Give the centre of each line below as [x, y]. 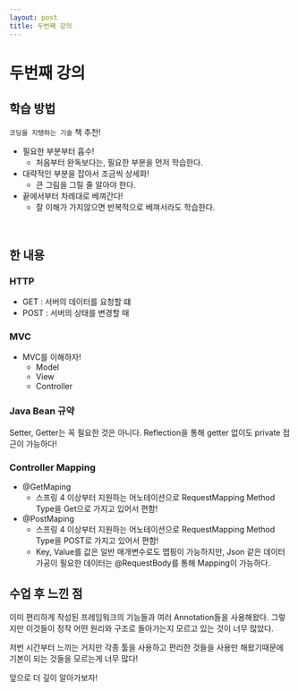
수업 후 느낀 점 [46, 594]
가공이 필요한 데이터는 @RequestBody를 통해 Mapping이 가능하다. [153, 563]
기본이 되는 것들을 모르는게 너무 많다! [74, 658]
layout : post [34, 17]
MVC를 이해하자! [52, 357]
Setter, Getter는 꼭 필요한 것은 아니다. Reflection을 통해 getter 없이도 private [145, 432]
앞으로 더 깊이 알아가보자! [54, 678]
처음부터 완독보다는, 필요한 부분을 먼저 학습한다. [119, 162]
